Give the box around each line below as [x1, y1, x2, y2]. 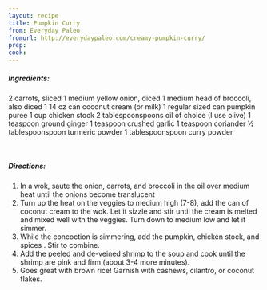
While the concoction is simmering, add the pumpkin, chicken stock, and [19, 232, 260, 241]
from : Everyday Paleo [8, 26, 81, 34]
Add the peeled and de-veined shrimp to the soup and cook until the [19, 249, 245, 258]
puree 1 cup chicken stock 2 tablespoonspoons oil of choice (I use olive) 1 [8, 110, 252, 120]
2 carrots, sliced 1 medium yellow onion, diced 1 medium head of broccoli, [8, 93, 252, 103]
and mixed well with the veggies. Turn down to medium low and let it [19, 214, 246, 224]
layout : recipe [8, 11, 59, 20]
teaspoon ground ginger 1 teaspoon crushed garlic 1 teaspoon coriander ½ [8, 119, 254, 128]
